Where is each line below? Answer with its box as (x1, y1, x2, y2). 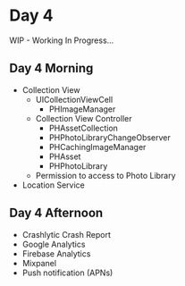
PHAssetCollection (48, 122, 119, 133)
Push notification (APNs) (21, 267, 114, 278)
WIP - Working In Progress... (9, 35, 114, 46)
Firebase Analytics (21, 248, 91, 259)
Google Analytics (21, 239, 86, 249)
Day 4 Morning (9, 61, 94, 76)
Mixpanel (21, 257, 56, 268)
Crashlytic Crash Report (21, 229, 112, 240)
